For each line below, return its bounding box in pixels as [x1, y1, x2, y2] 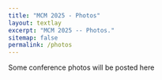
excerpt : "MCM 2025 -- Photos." [8, 26, 115, 34]
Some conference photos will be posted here [8, 63, 155, 72]
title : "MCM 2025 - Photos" [8, 11, 101, 20]
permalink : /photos [8, 41, 73, 49]
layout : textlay [8, 19, 62, 27]
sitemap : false [8, 33, 58, 42]
